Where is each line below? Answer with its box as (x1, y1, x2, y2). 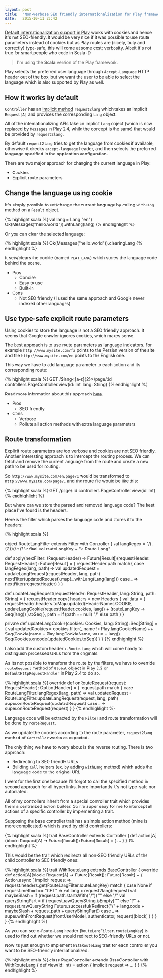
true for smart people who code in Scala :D (5, 50, 91, 56)
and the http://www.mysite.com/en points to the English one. (5, 352, 126, 358)
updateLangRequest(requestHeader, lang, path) (5, 570, 101, 576)
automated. (5, 789, 28, 794)
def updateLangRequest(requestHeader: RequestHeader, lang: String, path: (5, 590, 156, 596)
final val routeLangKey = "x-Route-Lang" (29, 546, 111, 551)
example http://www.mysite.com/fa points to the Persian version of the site (5, 347, 155, 353)
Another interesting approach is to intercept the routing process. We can (5, 453, 150, 459)
